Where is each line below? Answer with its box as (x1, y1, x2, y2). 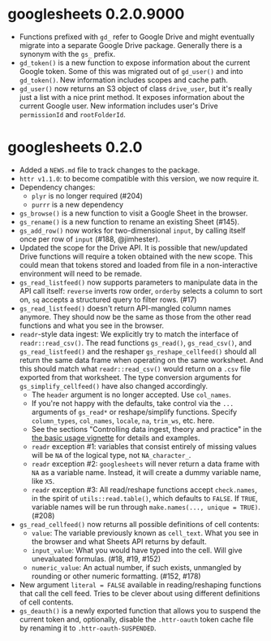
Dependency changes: (19, 182, 96, 192)
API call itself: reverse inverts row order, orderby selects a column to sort (19, 286, 263, 295)
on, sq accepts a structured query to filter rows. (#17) (19, 294, 197, 304)
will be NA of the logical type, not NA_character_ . (31, 450, 191, 460)
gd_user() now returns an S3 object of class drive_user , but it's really (19, 83, 252, 94)
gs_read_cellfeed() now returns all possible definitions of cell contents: (19, 519, 260, 529)
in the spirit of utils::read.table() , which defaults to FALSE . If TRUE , (31, 493, 259, 503)
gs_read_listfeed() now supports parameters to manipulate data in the (19, 277, 258, 287)
